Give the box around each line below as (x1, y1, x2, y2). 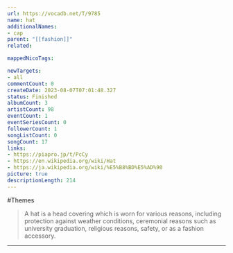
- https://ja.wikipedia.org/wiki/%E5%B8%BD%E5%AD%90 (7, 164, 163, 171)
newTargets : (7, 67, 42, 74)
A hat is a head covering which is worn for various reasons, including (24, 209, 222, 218)
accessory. (24, 232, 56, 240)
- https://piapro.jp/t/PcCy (7, 151, 89, 158)
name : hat (7, 17, 36, 24)
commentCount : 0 (7, 80, 54, 87)
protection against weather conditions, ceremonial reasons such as (24, 216, 216, 225)
